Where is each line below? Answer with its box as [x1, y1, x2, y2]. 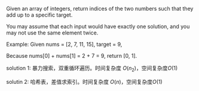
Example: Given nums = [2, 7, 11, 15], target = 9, [6, 41, 123, 48]
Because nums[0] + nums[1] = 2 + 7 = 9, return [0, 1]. [6, 52, 137, 59]
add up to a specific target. [6, 11, 73, 18]
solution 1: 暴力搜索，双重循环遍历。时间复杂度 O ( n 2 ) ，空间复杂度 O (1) [6, 65, 178, 73]
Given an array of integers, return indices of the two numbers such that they [6, 5, 194, 12]
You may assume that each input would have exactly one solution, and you [6, 23, 190, 30]
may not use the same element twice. [6, 29, 99, 36]
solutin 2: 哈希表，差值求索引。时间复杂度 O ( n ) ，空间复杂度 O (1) [6, 78, 163, 85]
